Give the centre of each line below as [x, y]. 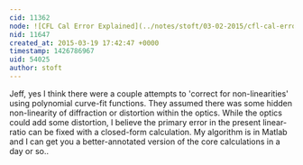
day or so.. [29, 151]
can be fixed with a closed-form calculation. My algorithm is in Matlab [158, 132]
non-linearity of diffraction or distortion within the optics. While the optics [146, 113]
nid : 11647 [30, 34]
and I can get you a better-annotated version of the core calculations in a [145, 142]
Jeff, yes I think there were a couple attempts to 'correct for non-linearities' [149, 93]
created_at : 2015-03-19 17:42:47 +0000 [84, 43]
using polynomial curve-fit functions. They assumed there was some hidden [151, 103]
